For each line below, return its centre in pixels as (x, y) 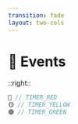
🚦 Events (37, 62)
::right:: (19, 83)
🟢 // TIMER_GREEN (37, 112)
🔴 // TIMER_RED (33, 98)
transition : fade (36, 15)
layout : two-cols (36, 23)
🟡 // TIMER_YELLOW (39, 105)
